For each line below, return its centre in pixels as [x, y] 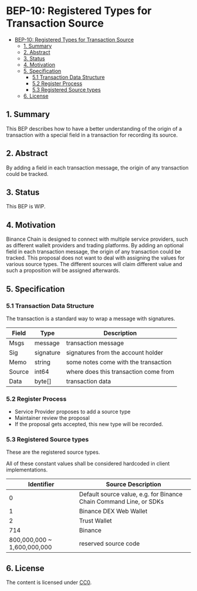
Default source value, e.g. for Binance [131, 494]
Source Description [133, 484]
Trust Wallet [96, 521]
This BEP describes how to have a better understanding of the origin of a [94, 128]
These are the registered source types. [53, 452]
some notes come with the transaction [119, 362]
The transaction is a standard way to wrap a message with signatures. [91, 318]
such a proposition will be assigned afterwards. [63, 270]
